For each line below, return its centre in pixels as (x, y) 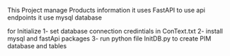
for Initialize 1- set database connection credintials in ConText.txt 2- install (115, 31)
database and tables (37, 46)
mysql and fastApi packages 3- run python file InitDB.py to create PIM (109, 38)
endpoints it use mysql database (55, 17)
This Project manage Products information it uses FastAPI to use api (106, 10)
